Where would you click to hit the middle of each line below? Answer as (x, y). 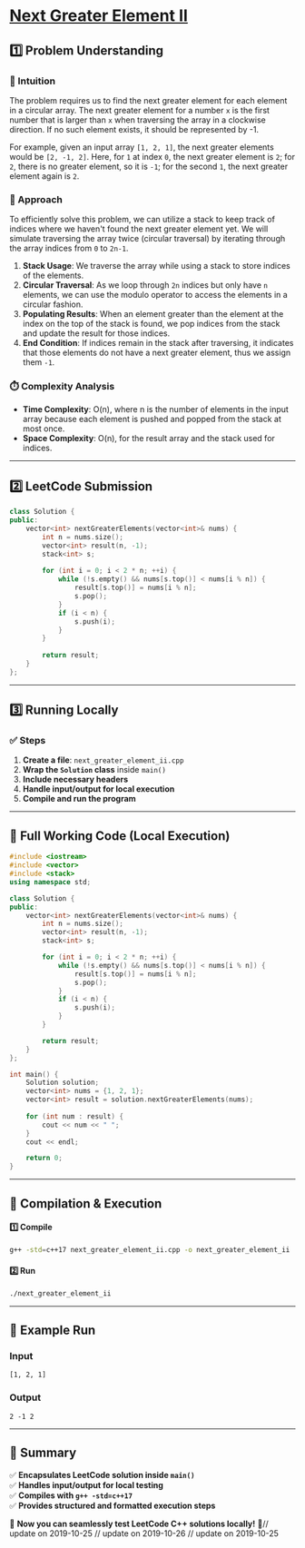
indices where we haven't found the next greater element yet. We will (139, 229)
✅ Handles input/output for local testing (86, 1484)
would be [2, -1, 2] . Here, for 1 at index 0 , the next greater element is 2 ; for (152, 156)
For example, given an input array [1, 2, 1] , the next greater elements (142, 147)
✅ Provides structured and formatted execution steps (113, 1505)
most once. (44, 429)
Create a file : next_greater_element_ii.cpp (103, 760)
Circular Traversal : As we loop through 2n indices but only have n (145, 285)
